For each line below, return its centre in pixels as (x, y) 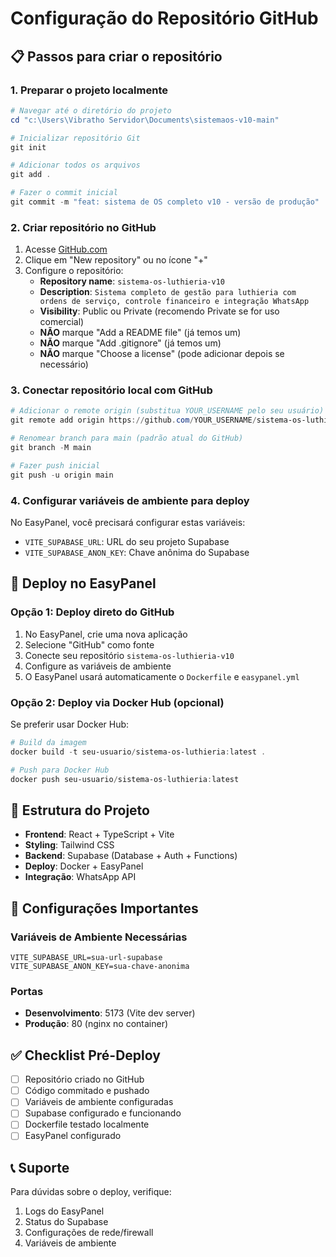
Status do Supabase (66, 1222)
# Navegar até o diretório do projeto (91, 110)
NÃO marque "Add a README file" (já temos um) (140, 333)
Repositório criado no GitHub (84, 1079)
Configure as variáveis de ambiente (98, 666)
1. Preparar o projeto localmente (89, 90)
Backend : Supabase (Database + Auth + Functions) (131, 856)
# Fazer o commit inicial (64, 193)
